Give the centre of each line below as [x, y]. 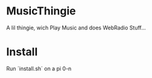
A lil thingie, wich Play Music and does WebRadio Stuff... [76, 28]
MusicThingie [41, 11]
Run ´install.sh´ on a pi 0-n [39, 68]
